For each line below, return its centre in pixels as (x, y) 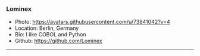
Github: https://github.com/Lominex (58, 41)
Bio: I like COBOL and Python (50, 35)
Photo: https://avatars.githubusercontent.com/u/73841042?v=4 (93, 22)
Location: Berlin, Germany (47, 28)
